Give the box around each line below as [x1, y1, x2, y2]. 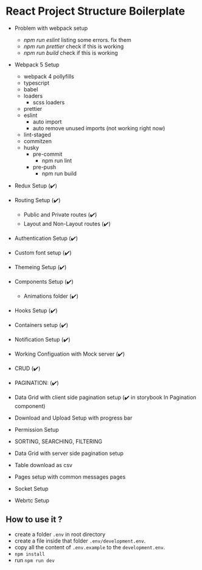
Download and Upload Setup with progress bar [14, 414, 133, 421]
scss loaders [32, 99, 65, 106]
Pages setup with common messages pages [14, 473, 126, 480]
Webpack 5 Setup [14, 61, 60, 68]
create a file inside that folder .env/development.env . [14, 537, 146, 544]
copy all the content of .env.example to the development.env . [14, 543, 165, 551]
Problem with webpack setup [14, 24, 88, 32]
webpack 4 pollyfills [23, 72, 74, 80]
